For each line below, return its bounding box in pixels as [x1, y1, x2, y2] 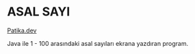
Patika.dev [7, 26, 37, 34]
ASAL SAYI [7, 4, 70, 20]
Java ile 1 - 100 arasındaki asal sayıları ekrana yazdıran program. [7, 39, 189, 47]
